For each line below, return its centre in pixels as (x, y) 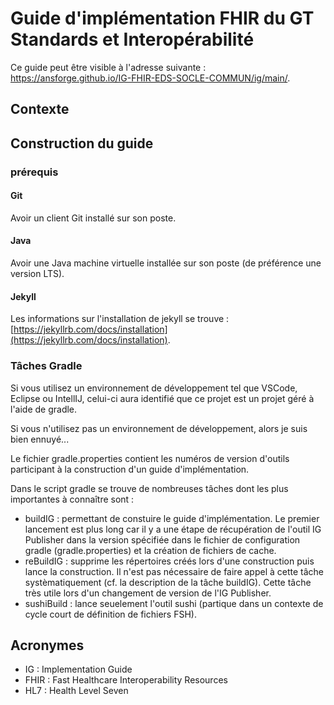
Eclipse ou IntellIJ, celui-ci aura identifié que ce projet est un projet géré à (162, 398)
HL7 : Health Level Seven (76, 691)
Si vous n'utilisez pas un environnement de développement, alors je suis (159, 428)
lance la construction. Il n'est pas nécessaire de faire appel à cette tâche (174, 571)
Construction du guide (82, 143)
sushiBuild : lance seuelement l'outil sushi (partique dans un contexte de (174, 603)
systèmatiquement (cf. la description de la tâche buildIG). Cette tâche (168, 582)
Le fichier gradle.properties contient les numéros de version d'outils (150, 458)
